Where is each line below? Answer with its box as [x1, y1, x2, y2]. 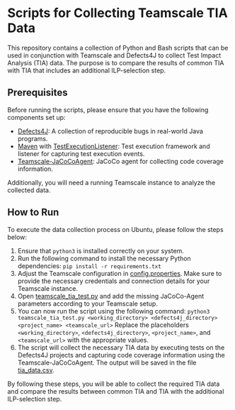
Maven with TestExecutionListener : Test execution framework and [17, 142, 210, 150]
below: [7, 233, 27, 241]
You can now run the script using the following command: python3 [17, 306, 210, 315]
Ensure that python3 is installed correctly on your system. [17, 246, 184, 255]
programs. [17, 134, 48, 143]
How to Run [7, 206, 59, 218]
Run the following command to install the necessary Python [17, 254, 191, 262]
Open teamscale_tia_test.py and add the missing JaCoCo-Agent [17, 292, 205, 300]
